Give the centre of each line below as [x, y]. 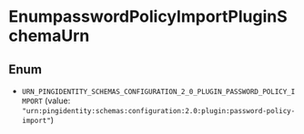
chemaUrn [49, 36]
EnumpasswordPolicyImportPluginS [148, 17]
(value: [57, 100]
